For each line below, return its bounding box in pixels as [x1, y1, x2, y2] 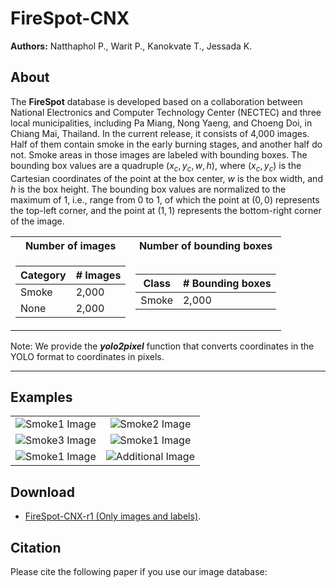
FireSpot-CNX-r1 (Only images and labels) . [24, 510, 202, 522]
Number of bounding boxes [138, 238, 273, 252]
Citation [10, 539, 62, 556]
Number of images [24, 238, 117, 252]
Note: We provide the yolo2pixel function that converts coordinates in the [10, 340, 315, 352]
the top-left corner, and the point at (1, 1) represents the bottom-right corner [10, 204, 322, 216]
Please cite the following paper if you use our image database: [10, 565, 268, 577]
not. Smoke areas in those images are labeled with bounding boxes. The [10, 148, 308, 161]
